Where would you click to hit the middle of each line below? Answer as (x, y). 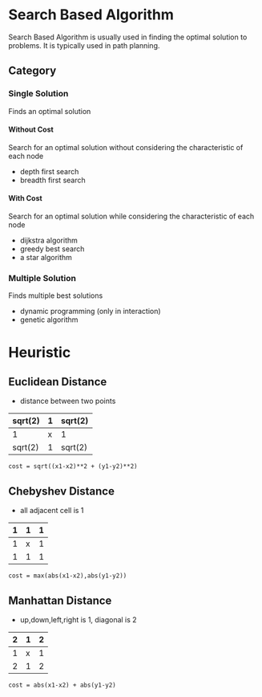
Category (32, 71)
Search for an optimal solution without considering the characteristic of (126, 147)
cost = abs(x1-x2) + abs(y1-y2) (62, 685)
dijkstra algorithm (49, 240)
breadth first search (52, 180)
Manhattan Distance (60, 600)
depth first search (49, 171)
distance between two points (68, 401)
